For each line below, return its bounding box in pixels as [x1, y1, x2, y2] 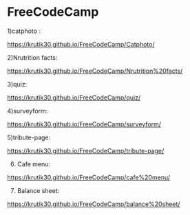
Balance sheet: [17, 186, 60, 194]
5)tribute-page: [7, 133, 51, 142]
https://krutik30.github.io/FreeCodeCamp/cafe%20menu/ [7, 173, 171, 181]
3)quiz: [7, 80, 28, 88]
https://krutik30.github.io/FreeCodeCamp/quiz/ [7, 93, 141, 102]
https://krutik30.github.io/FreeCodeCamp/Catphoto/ [7, 40, 155, 48]
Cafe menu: [17, 159, 50, 168]
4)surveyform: [7, 106, 48, 115]
